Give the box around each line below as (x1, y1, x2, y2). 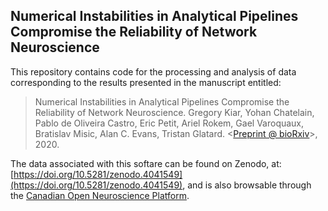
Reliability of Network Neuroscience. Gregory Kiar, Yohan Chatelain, (34, 106, 315, 118)
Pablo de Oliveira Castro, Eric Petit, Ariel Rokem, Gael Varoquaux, (34, 117, 305, 129)
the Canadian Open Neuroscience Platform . (10, 189, 190, 201)
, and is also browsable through (182, 179, 312, 191)
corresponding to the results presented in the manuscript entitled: (10, 76, 282, 88)
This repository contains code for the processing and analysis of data (10, 65, 297, 78)
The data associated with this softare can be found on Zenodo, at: (10, 157, 282, 169)
